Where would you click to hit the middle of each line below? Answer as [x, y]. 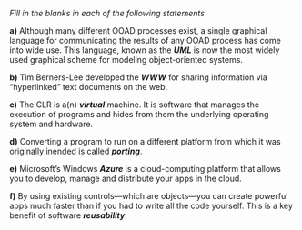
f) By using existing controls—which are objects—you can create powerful [149, 196]
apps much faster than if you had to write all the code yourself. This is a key [151, 205]
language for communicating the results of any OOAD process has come [146, 40]
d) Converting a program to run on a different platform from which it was [145, 141]
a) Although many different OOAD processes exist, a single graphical [138, 30]
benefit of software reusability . [68, 215]
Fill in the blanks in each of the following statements [107, 13]
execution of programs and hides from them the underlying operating [139, 114]
